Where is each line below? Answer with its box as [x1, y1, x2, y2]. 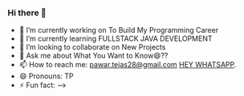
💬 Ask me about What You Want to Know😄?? [18, 51, 169, 61]
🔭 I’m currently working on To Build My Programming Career [18, 26, 218, 35]
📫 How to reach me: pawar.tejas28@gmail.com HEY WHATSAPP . [18, 60, 237, 70]
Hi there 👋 [7, 7, 47, 18]
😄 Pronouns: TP [18, 71, 74, 81]
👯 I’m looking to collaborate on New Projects [18, 42, 166, 52]
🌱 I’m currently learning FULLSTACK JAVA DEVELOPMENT [18, 34, 213, 43]
